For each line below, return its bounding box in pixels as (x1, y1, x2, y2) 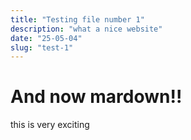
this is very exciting (10, 119, 90, 131)
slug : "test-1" (10, 42, 74, 53)
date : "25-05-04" (10, 33, 83, 43)
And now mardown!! (10, 86, 183, 108)
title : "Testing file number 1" (10, 14, 145, 25)
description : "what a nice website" (10, 24, 163, 34)
